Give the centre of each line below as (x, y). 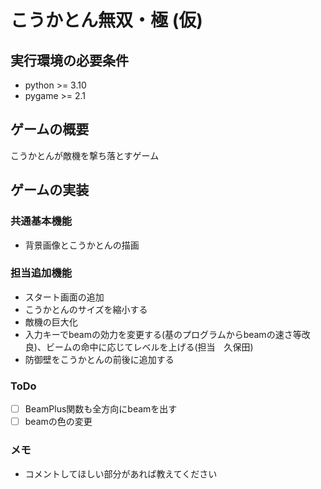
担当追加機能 (41, 273)
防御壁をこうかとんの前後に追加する (99, 359)
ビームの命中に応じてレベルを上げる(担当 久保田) (149, 347)
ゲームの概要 (50, 129)
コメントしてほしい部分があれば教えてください (121, 473)
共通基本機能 (41, 221)
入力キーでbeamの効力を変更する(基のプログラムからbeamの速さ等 (163, 334)
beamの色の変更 (58, 422)
